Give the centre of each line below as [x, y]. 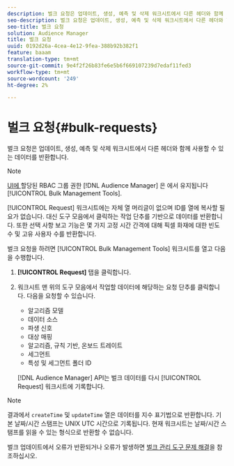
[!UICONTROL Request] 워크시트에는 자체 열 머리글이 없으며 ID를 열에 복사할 [112, 208]
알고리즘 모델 [46, 310]
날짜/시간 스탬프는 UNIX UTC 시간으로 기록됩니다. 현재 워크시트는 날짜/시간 [117, 423]
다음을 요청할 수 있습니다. [61, 296]
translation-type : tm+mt [43, 59]
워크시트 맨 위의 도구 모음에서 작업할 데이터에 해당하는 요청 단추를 [107, 287]
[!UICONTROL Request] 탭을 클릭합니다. [74, 272]
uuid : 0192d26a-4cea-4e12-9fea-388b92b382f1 [73, 46]
